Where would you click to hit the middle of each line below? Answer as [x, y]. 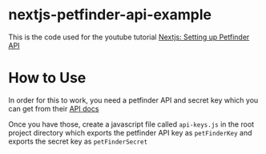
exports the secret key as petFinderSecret [78, 141]
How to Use [47, 78]
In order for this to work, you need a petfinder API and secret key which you [133, 100]
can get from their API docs [54, 108]
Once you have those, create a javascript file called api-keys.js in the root [131, 124]
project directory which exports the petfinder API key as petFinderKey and [130, 132]
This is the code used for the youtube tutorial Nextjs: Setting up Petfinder [129, 37]
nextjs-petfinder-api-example [110, 15]
